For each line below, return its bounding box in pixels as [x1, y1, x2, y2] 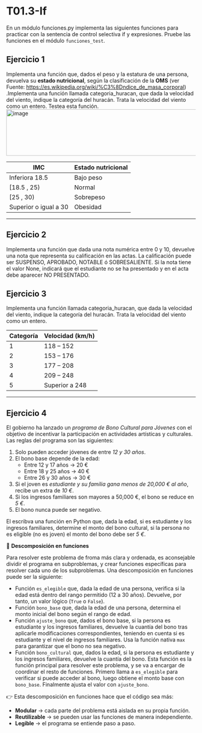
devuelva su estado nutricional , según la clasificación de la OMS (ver [6, 77, 180, 84]
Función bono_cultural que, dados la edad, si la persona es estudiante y [14, 649, 194, 656]
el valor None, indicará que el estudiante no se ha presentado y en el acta [6, 265, 189, 272]
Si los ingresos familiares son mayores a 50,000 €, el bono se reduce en [14, 493, 194, 501]
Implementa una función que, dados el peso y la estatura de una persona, [6, 71, 189, 78]
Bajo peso [74, 173, 103, 181]
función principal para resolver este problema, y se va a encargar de [14, 662, 185, 669]
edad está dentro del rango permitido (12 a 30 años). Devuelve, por [14, 591, 182, 599]
